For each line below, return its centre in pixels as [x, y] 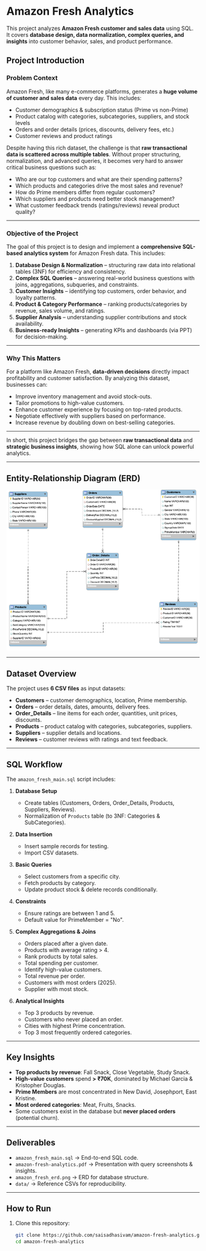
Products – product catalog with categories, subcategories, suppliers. [104, 726]
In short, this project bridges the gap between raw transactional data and [100, 440]
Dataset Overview [41, 673]
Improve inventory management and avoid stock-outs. [83, 397]
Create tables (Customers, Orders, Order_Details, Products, [99, 803]
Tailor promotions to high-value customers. [70, 403]
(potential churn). [37, 1117]
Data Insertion [34, 834]
